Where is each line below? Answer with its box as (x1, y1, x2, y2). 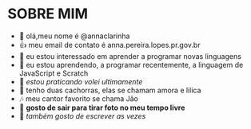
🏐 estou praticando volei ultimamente (18, 76, 143, 86)
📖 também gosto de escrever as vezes (18, 111, 146, 120)
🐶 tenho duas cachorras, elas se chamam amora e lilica (18, 85, 201, 95)
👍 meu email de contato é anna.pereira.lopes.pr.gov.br (18, 40, 201, 49)
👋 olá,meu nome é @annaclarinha (18, 31, 130, 41)
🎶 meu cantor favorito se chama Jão (18, 93, 139, 104)
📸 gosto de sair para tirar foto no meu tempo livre (18, 103, 185, 112)
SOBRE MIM (7, 5, 89, 23)
